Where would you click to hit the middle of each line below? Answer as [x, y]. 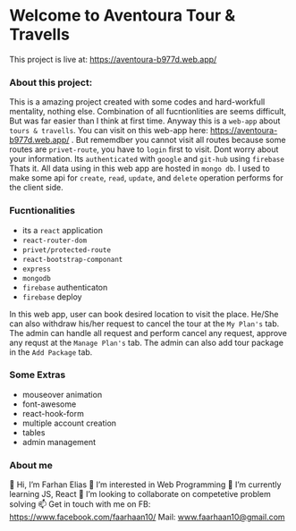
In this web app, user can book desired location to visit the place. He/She [144, 314]
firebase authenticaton [65, 287]
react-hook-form [53, 413]
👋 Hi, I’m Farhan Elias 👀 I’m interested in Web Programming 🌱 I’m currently [145, 485]
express [36, 269]
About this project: [51, 82]
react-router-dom [55, 240]
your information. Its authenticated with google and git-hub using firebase [147, 159]
